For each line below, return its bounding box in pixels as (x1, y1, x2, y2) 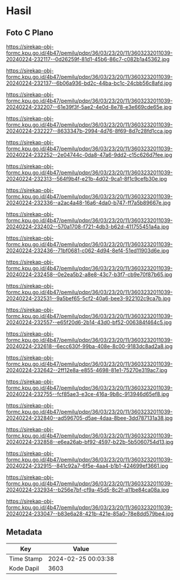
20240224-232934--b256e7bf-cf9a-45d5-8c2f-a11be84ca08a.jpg (6, 486, 169, 493)
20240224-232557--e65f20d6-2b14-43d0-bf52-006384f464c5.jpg (6, 319, 172, 326)
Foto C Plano (6, 28, 54, 38)
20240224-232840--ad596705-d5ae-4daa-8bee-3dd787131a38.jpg (6, 415, 173, 422)
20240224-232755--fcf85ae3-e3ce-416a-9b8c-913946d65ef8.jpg (6, 390, 169, 397)
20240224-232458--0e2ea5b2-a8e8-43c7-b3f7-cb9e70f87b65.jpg (6, 271, 172, 278)
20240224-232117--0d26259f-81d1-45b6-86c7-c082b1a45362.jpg (6, 56, 170, 62)
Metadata (6, 527, 42, 537)
